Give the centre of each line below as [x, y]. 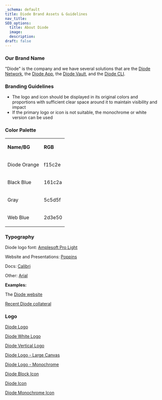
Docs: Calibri [18, 266]
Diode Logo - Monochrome [32, 365]
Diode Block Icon [22, 374]
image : [16, 32]
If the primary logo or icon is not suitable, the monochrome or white [79, 113]
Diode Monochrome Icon [30, 393]
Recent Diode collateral [28, 303]
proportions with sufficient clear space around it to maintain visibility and [84, 102]
